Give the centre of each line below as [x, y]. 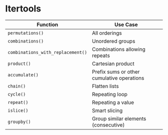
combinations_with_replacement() [47, 52]
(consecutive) [108, 124]
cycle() [17, 94]
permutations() [26, 33]
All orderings [107, 33]
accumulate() [23, 75]
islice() [18, 110]
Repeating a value [113, 102]
